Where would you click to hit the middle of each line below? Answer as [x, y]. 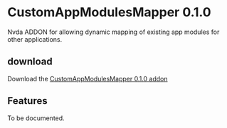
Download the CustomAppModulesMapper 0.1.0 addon [88, 78]
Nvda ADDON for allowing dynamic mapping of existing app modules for [114, 32]
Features [27, 101]
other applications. [35, 39]
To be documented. [36, 118]
